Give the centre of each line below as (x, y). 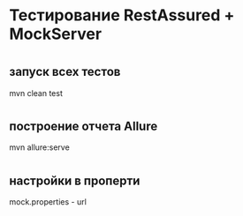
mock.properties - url (48, 202)
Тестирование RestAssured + (122, 15)
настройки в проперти (75, 180)
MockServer (56, 34)
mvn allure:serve (40, 147)
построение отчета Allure (84, 126)
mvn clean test (36, 93)
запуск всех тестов (65, 72)
